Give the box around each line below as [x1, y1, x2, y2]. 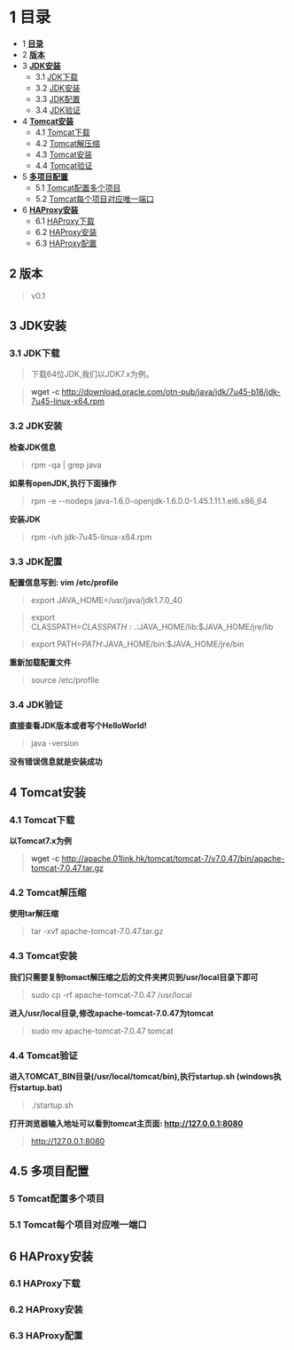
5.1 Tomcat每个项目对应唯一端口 [9, 1219, 148, 1231]
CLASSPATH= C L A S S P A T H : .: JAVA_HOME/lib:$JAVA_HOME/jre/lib [30, 622, 274, 632]
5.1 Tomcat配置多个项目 [35, 182, 121, 192]
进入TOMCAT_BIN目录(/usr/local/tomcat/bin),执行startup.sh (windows [9, 1071, 275, 1081]
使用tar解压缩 [9, 908, 59, 919]
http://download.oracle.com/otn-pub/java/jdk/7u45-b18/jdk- [61, 387, 281, 397]
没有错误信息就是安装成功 [9, 757, 103, 767]
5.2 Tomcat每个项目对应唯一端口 [35, 193, 155, 204]
